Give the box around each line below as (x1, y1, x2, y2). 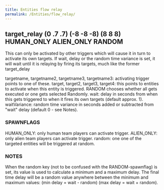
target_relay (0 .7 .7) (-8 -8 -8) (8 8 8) (5, 30, 121, 38)
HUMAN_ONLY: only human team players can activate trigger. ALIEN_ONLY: (5, 130, 158, 136)
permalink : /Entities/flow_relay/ (5, 12, 76, 17)
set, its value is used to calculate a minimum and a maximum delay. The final (5, 169, 159, 175)
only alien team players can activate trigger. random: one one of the (5, 135, 142, 141)
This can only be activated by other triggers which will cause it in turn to (5, 50, 151, 56)
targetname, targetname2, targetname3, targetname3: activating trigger (5, 75, 150, 81)
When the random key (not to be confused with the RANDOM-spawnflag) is (5, 164, 158, 169)
